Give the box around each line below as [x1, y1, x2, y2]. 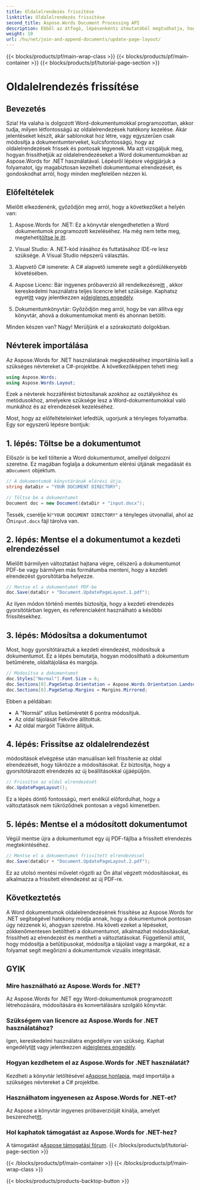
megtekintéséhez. [6, 841, 51, 848]
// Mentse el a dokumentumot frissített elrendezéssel [6, 853, 145, 859]
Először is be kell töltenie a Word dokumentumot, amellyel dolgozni [6, 454, 171, 461]
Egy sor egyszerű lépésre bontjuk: [6, 421, 90, 428]
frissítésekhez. [6, 613, 42, 620]
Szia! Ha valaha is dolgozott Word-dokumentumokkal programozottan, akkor [6, 120, 194, 126]
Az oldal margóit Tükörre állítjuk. [14, 722, 94, 729]
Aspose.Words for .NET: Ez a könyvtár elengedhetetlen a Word [14, 221, 169, 228]
